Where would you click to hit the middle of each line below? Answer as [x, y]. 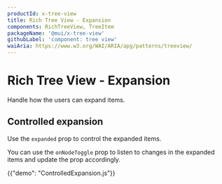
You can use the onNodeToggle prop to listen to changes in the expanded [111, 152]
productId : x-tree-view [42, 14]
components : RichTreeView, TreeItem [61, 26]
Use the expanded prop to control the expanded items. [84, 138]
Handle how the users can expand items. [66, 100]
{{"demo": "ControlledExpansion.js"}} [61, 173]
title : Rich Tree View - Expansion [59, 20]
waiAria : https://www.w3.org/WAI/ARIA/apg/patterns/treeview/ [100, 46]
